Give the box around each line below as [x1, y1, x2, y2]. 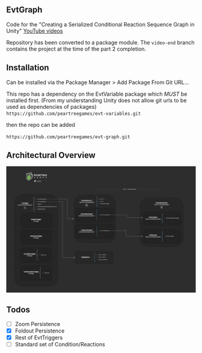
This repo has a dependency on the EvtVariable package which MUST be [6, 90, 188, 97]
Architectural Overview [6, 150, 96, 161]
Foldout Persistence [14, 327, 65, 334]
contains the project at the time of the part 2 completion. [6, 45, 146, 52]
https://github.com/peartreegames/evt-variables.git [6, 111, 141, 117]
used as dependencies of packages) [6, 103, 97, 110]
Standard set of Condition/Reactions [14, 341, 105, 348]
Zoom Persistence [14, 320, 61, 327]
